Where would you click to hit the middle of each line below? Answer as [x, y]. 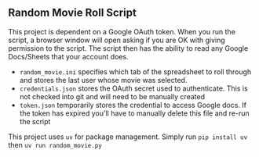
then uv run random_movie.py [55, 145]
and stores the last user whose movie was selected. [103, 80]
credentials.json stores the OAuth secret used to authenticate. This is [134, 88]
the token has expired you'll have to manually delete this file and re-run [134, 113]
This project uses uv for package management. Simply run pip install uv [128, 137]
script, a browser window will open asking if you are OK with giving [117, 40]
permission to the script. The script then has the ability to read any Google [128, 48]
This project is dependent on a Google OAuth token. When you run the [122, 31]
